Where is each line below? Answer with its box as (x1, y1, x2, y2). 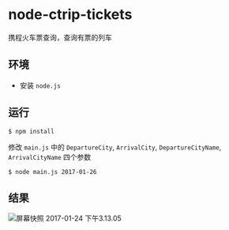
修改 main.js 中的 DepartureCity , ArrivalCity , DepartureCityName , (8, 142, 222, 152)
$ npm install (8, 127, 55, 135)
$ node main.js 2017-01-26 (8, 168, 97, 175)
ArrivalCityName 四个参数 (8, 152, 92, 161)
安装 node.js (19, 81, 61, 90)
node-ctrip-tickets (8, 6, 133, 24)
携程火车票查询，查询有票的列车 (8, 32, 112, 42)
